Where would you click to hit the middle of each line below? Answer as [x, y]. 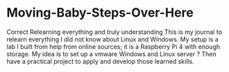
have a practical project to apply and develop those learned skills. [101, 61]
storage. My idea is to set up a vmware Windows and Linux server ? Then [111, 54]
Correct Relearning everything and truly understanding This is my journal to [114, 32]
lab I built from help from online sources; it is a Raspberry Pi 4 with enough [113, 46]
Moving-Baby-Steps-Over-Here [100, 13]
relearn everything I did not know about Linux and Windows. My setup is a [113, 39]
